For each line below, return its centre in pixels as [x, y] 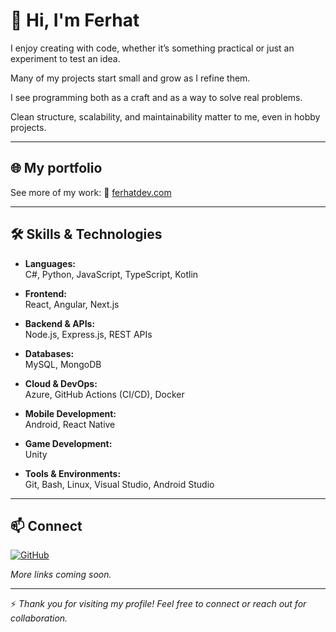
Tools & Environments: [73, 473]
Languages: [50, 263]
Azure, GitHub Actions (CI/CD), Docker [104, 394]
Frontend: [45, 293]
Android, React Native [70, 424]
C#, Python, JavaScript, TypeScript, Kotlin [111, 274]
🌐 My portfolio [56, 168]
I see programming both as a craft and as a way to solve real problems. [156, 97]
